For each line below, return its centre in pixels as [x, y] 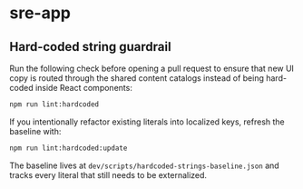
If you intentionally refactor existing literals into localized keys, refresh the [147, 122]
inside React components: [84, 88]
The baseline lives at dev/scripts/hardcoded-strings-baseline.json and [144, 165]
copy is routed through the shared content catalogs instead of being [137, 78]
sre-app [40, 13]
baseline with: [35, 131]
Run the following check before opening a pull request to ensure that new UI [152, 68]
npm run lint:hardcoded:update [68, 148]
